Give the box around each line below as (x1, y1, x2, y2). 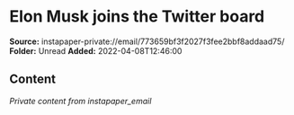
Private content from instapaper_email (9, 95, 152, 106)
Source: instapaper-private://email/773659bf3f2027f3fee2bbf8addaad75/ (9, 36, 285, 47)
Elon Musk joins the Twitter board (9, 6, 265, 27)
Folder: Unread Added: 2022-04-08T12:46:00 (9, 45, 183, 56)
